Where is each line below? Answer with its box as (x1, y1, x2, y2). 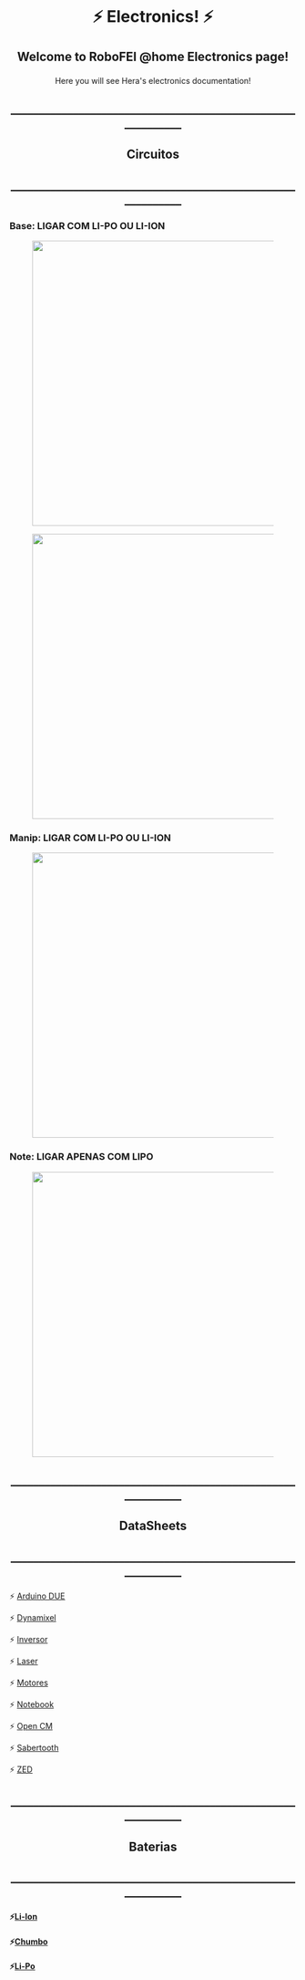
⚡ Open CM (9, 1720, 53, 1731)
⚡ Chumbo (9, 1935, 48, 1947)
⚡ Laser (9, 1655, 38, 1666)
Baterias (128, 1839, 178, 1854)
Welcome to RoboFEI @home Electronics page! (16, 48, 290, 64)
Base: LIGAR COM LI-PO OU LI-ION (9, 219, 166, 232)
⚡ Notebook (9, 1698, 55, 1710)
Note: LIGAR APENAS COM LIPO (9, 1151, 154, 1163)
